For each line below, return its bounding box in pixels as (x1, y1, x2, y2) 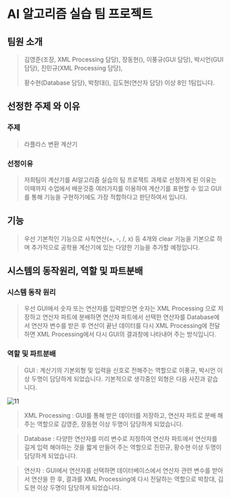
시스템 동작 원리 (7, 288, 56, 297)
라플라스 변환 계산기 (23, 140, 78, 148)
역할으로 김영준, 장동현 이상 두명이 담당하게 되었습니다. (36, 420, 184, 428)
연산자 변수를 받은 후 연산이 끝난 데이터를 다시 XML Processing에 (31, 321, 208, 330)
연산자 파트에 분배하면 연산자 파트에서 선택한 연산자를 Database (42, 313, 214, 321)
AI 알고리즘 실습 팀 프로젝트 (7, 6, 153, 22)
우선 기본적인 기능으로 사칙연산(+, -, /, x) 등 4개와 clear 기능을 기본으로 (23, 235, 216, 243)
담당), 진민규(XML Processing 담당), (23, 64, 123, 72)
